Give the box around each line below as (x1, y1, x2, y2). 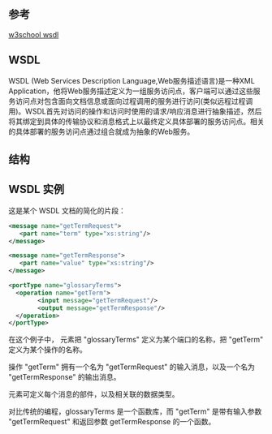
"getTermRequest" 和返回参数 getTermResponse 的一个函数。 (8, 417, 216, 427)
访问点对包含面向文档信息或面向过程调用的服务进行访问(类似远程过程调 (15, 96, 253, 105)
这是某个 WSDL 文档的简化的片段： (8, 205, 126, 215)
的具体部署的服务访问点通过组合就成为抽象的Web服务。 (8, 127, 195, 136)
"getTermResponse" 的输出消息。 (8, 372, 121, 382)
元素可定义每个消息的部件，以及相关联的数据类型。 (8, 389, 179, 399)
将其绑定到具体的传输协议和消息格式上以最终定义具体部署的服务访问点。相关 (8, 116, 265, 126)
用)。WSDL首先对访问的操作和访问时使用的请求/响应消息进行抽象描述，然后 (8, 106, 262, 116)
